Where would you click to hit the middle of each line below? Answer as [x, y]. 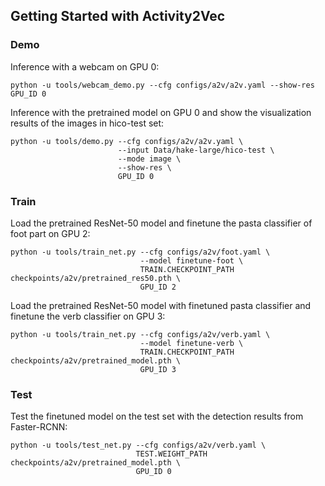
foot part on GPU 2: [50, 233]
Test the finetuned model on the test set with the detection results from [157, 416]
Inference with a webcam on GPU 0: [85, 66]
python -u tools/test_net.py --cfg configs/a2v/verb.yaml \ [138, 445]
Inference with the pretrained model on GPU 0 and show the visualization [161, 112]
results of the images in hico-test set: [87, 123]
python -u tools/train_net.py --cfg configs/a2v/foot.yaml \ [140, 252]
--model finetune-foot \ [191, 260]
